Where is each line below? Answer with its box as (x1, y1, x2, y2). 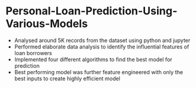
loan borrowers (14, 49, 52, 56)
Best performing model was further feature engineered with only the (14, 68, 183, 75)
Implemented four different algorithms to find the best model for (14, 56, 173, 63)
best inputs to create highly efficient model (14, 75, 120, 82)
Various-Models (5, 17, 88, 31)
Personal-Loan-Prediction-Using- (5, 4, 178, 18)
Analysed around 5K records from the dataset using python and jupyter (14, 37, 191, 44)
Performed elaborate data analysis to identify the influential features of (14, 43, 189, 50)
